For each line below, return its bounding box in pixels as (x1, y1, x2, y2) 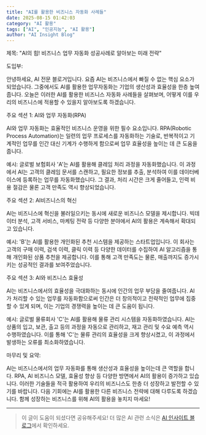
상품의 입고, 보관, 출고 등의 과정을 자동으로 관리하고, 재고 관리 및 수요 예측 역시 (6, 323, 194, 331)
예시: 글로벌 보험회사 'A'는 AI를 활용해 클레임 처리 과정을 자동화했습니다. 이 (6, 161, 185, 168)
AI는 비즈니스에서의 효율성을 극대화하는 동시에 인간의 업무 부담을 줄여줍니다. (6, 287, 188, 294)
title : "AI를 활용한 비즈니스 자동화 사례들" (6, 9, 107, 15)
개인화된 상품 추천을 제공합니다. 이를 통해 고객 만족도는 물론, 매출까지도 (12, 253, 183, 261)
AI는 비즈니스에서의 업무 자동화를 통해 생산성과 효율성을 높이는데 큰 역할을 (6, 364, 184, 372)
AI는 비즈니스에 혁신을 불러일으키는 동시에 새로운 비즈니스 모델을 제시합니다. (6, 210, 188, 217)
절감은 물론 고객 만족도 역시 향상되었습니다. (12, 183, 116, 191)
